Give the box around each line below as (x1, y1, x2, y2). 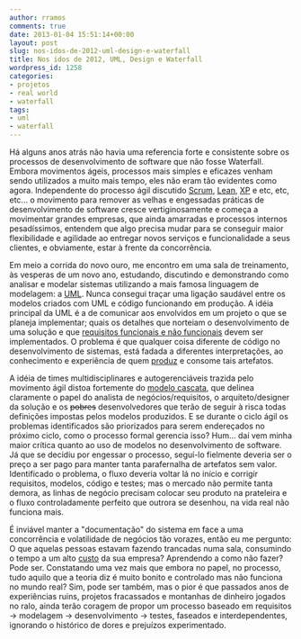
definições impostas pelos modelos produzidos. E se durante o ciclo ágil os (9, 411, 289, 421)
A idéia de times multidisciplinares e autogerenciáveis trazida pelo (9, 373, 254, 383)
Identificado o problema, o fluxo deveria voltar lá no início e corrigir (9, 469, 259, 479)
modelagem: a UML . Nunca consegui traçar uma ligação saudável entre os (9, 289, 286, 299)
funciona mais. (9, 507, 65, 517)
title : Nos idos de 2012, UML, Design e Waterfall (9, 55, 203, 64)
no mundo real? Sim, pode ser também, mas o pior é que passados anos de (9, 581, 289, 592)
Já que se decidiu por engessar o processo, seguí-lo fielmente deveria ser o (9, 449, 292, 460)
